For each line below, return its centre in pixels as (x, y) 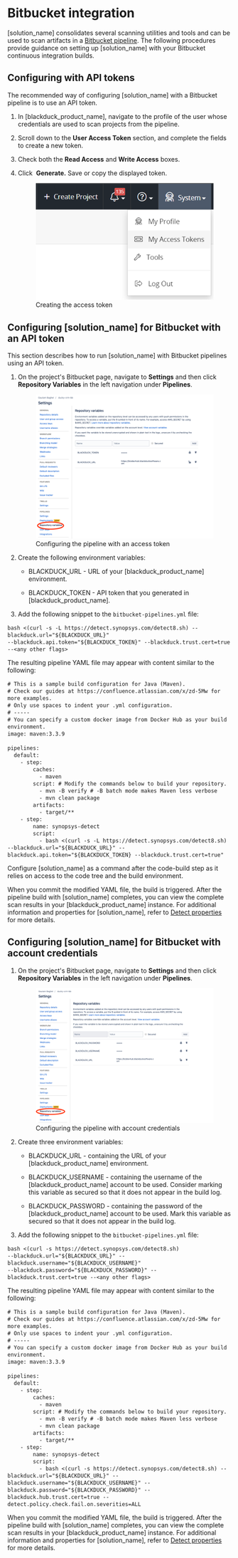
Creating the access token (74, 305)
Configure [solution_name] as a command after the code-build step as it (113, 868)
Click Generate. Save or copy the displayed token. (92, 173)
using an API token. (36, 363)
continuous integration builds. (51, 56)
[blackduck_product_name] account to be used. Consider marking (125, 1184)
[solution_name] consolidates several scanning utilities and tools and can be (119, 33)
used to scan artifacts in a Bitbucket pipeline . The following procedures (112, 40)
